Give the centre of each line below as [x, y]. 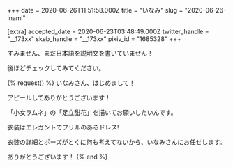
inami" [16, 18]
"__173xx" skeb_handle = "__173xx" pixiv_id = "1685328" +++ [94, 39]
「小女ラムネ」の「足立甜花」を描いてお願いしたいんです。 [92, 112]
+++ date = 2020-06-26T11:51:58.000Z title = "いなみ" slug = [95, 10]
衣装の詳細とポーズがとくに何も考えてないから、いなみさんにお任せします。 [116, 142]
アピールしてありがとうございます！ [59, 97]
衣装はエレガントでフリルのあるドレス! [63, 127]
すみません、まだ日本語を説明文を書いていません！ [80, 53]
